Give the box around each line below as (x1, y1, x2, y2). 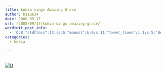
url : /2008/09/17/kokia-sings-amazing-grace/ (5, 21, 100, 26)
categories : (5, 35, 30, 40)
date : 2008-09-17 (5, 16, 41, 21)
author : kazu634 (5, 12, 39, 17)
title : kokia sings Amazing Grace (5, 7, 77, 12)
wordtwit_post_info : (5, 26, 48, 31)
